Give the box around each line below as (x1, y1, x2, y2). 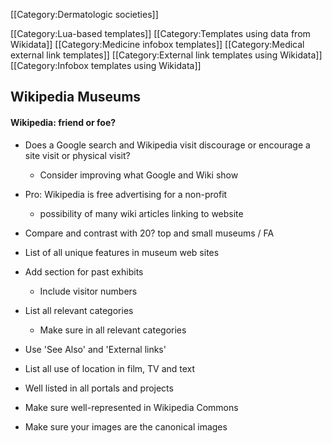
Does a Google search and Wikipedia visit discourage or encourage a (24, 139, 311, 151)
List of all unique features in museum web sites (24, 246, 220, 258)
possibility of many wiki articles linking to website (39, 207, 244, 219)
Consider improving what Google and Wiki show (39, 169, 239, 181)
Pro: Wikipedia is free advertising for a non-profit (24, 188, 228, 200)
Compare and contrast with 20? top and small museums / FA (24, 227, 275, 239)
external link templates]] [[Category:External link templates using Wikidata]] (10, 49, 323, 61)
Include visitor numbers (39, 285, 138, 297)
